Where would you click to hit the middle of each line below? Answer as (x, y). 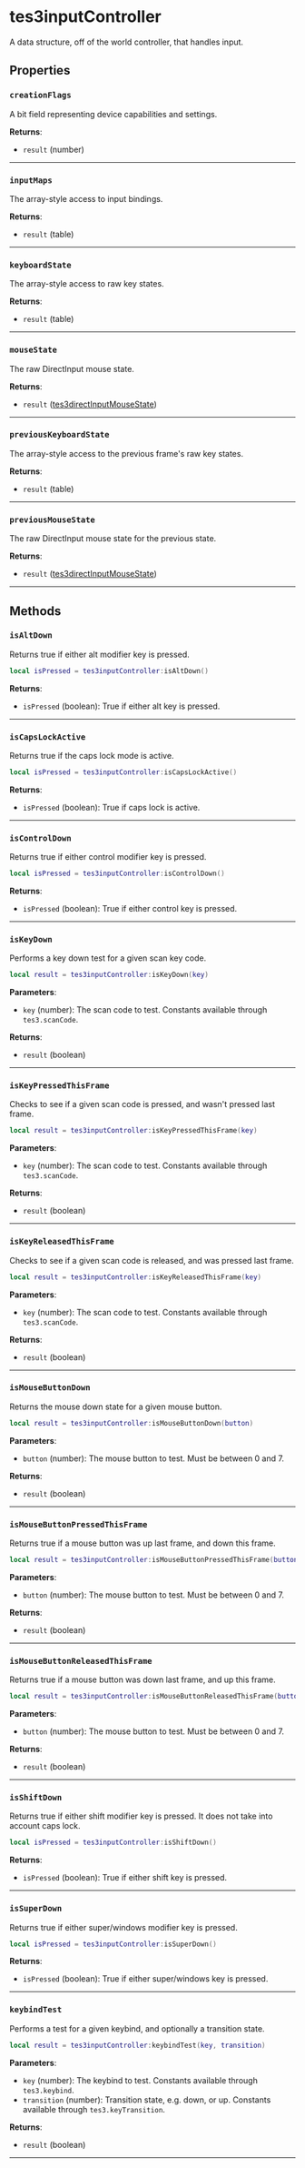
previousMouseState (52, 519)
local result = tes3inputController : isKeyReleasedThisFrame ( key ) (135, 1277)
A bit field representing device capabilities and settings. (113, 114)
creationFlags (40, 96)
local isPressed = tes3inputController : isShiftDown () (113, 1843)
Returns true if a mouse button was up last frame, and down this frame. (143, 1543)
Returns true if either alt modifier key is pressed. (100, 654)
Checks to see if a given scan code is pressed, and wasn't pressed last (142, 1104)
